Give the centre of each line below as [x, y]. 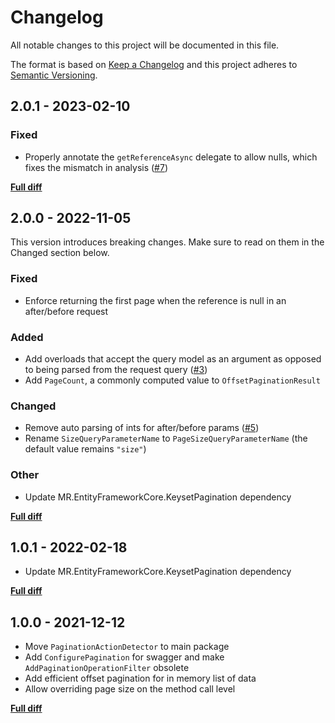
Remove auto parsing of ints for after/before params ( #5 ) [142, 428]
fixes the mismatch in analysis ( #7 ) [96, 167]
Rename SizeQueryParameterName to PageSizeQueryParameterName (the [166, 438]
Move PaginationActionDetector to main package [127, 647]
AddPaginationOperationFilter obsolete [107, 668]
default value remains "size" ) [85, 449]
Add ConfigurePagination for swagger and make [124, 657]
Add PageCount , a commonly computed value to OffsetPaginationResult [172, 380]
